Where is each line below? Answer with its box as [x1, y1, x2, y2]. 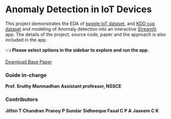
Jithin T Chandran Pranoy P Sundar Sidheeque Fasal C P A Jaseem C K [5, 107, 159, 113]
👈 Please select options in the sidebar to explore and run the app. [5, 47, 149, 53]
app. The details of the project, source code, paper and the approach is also [5, 31, 166, 37]
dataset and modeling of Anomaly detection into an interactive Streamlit [5, 26, 157, 32]
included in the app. [5, 37, 48, 43]
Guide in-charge [5, 72, 47, 79]
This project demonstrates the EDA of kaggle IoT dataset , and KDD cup [5, 20, 155, 27]
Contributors [5, 96, 38, 103]
